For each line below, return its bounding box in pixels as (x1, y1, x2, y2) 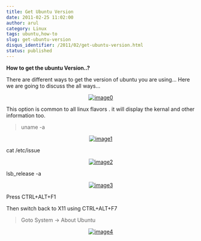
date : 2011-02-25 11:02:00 (6, 14, 74, 20)
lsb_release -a (6, 170, 41, 177)
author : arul (6, 20, 39, 26)
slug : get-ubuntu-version (6, 37, 71, 43)
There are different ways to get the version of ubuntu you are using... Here (6, 76, 190, 83)
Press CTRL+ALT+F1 (6, 193, 56, 200)
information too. (6, 112, 46, 119)
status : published (6, 48, 52, 54)
